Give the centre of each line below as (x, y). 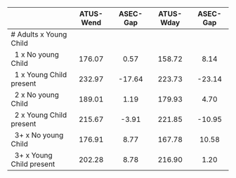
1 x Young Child (41, 75)
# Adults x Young (39, 34)
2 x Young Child (41, 115)
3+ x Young (33, 155)
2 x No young (37, 95)
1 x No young (37, 54)
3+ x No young (39, 135)
